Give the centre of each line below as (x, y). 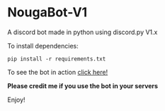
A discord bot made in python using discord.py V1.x (82, 32)
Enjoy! (17, 100)
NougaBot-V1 (47, 12)
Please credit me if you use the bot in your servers (82, 85)
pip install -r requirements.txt (57, 59)
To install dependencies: (43, 46)
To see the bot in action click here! (58, 72)
